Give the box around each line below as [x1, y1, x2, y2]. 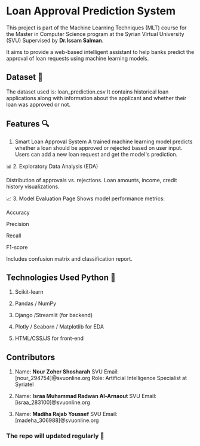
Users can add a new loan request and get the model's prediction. [14, 150, 178, 158]
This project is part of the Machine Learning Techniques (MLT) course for [6, 24, 187, 31]
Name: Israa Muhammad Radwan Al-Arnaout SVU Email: [14, 393, 157, 400]
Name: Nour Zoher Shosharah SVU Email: [14, 368, 119, 375]
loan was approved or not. [6, 101, 70, 108]
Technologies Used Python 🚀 [6, 272, 116, 282]
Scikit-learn [14, 288, 44, 296]
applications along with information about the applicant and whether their [6, 94, 187, 101]
